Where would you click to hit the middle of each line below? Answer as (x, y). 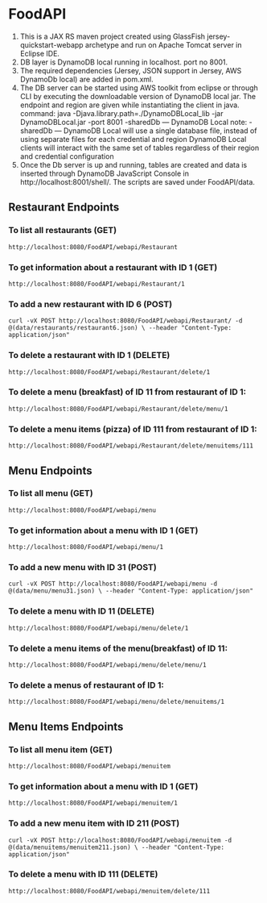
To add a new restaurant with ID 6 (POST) (90, 304)
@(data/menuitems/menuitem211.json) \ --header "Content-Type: (117, 847)
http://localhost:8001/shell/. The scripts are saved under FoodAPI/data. (138, 181)
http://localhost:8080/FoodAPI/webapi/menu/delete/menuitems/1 (117, 702)
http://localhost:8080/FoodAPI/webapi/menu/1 (86, 547)
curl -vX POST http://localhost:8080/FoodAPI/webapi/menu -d (113, 584)
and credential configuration (67, 156)
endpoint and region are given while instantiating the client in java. (129, 105)
